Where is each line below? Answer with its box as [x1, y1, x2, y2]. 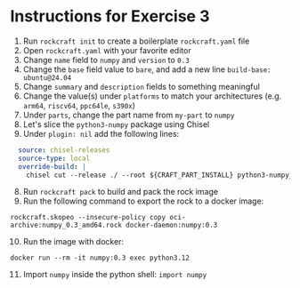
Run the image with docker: [22, 236, 124, 247]
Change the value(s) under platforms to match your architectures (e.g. [22, 91, 282, 101]
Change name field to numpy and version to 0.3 [22, 54, 190, 65]
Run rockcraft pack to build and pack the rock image [22, 187, 219, 197]
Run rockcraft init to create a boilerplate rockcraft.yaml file [22, 36, 250, 46]
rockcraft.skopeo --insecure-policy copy [10, 213, 166, 222]
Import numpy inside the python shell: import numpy [22, 269, 207, 280]
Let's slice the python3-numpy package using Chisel [22, 118, 210, 130]
